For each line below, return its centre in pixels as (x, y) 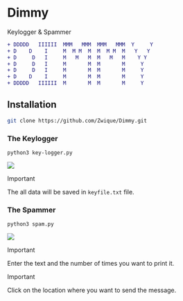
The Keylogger (33, 138)
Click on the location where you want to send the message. (92, 290)
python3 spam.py (31, 224)
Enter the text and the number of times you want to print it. (91, 264)
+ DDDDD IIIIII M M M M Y (76, 83)
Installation (32, 105)
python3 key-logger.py (40, 153)
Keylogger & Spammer (39, 32)
